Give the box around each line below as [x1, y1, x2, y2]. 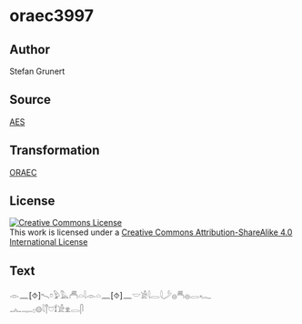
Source [9, 92, 52, 107]
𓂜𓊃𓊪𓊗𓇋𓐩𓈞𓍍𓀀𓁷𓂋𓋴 [9, 304, 84, 315]
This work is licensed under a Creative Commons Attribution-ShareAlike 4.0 [9, 227, 293, 238]
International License [9, 237, 88, 248]
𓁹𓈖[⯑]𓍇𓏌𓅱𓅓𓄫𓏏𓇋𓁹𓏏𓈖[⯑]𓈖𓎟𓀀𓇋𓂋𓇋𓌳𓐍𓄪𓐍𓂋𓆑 [9, 290, 212, 301]
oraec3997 [9, 5, 94, 26]
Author [9, 42, 50, 57]
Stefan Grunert [9, 66, 65, 76]
